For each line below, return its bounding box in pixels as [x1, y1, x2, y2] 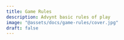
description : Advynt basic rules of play [6, 14, 111, 20]
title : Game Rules [6, 8, 52, 15]
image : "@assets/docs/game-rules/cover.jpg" [6, 19, 119, 25]
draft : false [6, 25, 39, 31]
